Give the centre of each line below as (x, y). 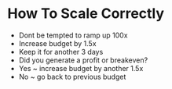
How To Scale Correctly (86, 14)
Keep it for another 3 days (61, 52)
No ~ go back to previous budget (72, 77)
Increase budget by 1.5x (57, 43)
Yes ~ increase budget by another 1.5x (81, 68)
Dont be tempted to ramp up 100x (73, 35)
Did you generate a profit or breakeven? (83, 60)
